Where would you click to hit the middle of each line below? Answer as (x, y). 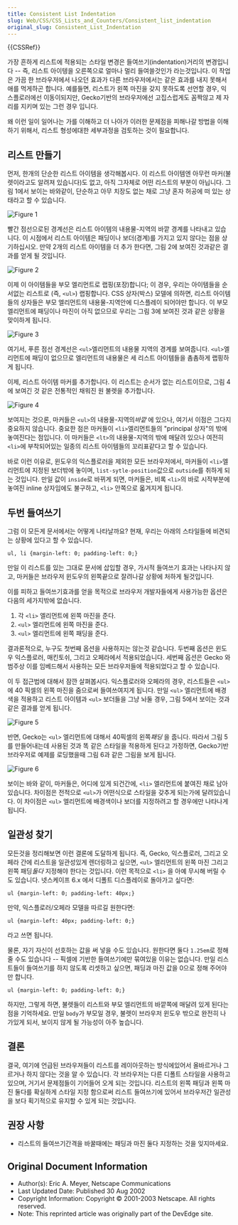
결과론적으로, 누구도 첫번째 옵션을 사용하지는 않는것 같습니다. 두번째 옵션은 (111, 648)
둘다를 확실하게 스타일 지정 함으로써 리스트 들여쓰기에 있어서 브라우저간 (113, 1091)
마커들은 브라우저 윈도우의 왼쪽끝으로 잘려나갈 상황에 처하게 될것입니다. (115, 576)
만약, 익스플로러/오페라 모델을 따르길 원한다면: (71, 907)
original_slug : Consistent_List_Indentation (74, 27)
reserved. (32, 1207)
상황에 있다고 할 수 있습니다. (54, 540)
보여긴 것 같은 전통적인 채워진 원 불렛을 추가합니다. (85, 391)
